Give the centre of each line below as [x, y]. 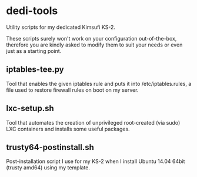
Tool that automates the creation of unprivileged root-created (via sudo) [93, 122]
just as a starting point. [34, 51]
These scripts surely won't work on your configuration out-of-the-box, [91, 38]
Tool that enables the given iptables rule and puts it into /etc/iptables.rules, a [99, 84]
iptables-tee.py [35, 70]
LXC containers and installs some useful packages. [68, 129]
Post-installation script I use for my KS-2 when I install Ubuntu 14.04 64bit [96, 161]
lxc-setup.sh [30, 108]
